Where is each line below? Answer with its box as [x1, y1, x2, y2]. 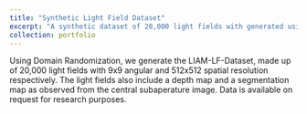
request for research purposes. [9, 94, 127, 105]
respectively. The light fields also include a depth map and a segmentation [9, 75, 290, 86]
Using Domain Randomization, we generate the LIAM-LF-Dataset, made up [9, 56, 291, 67]
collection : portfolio [9, 30, 96, 39]
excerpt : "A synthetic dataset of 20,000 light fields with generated [9, 22, 284, 31]
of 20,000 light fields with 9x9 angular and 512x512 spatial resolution [9, 65, 269, 76]
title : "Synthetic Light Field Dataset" [9, 13, 166, 23]
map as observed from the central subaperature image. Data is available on [9, 84, 293, 96]
